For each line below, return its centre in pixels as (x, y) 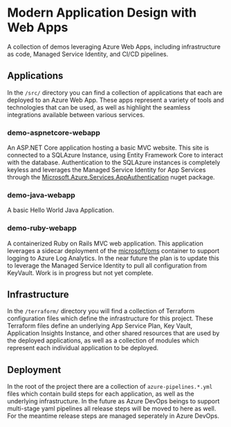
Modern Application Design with (102, 13)
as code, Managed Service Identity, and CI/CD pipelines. (88, 54)
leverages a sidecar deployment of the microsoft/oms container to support (113, 250)
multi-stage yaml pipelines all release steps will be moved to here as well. (112, 409)
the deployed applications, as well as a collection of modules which (103, 340)
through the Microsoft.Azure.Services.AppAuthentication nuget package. (111, 177)
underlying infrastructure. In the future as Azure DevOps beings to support (113, 401)
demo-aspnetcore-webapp (54, 132)
